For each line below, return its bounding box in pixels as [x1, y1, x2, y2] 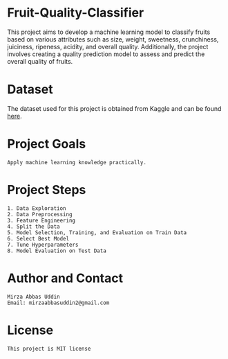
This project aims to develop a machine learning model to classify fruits [7, 28, 211, 36]
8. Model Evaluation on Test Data [7, 247, 107, 254]
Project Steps [7, 182, 86, 198]
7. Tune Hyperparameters [7, 241, 79, 248]
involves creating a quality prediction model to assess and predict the [7, 50, 205, 58]
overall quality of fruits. [7, 57, 73, 65]
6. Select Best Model [7, 235, 70, 242]
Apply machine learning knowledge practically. [7, 159, 147, 166]
